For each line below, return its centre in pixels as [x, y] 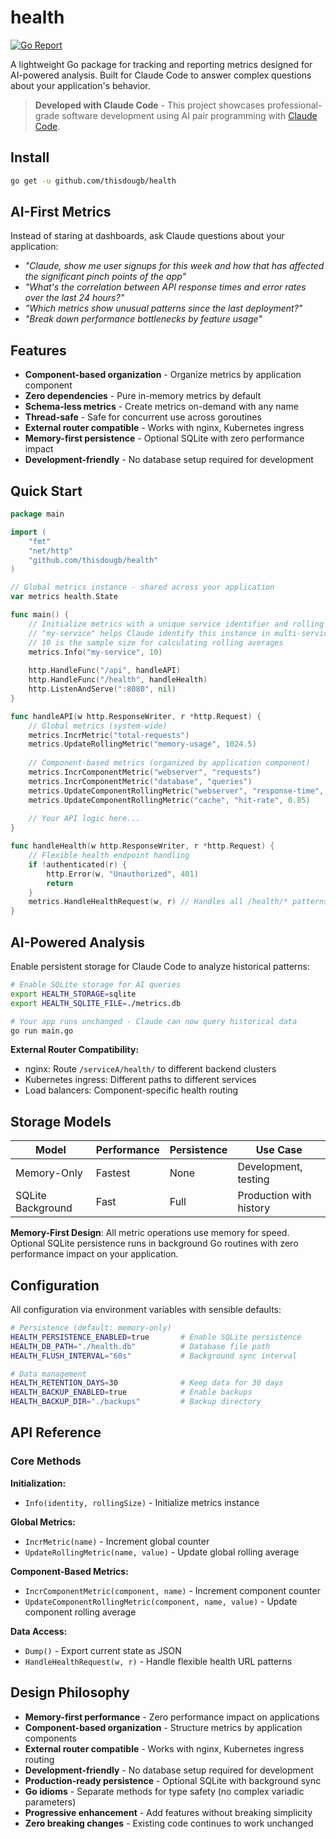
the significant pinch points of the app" [105, 277]
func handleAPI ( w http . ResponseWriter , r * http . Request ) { [136, 716]
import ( [28, 532]
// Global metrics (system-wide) [98, 726]
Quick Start [46, 491]
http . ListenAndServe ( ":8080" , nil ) [102, 689]
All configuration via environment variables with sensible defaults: [146, 1309]
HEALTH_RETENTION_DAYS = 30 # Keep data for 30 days [147, 1383]
